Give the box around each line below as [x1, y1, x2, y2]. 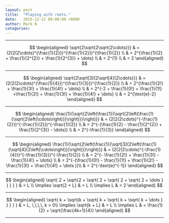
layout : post [5, 7, 33, 13]
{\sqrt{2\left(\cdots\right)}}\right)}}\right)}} [11, 116, 100, 122]
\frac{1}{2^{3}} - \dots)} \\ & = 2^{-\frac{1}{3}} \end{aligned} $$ [19, 127, 150, 133]
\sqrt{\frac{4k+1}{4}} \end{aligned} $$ [50, 207, 131, 213]
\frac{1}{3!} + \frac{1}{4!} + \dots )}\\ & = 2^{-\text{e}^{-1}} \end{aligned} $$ [6, 163, 163, 169]
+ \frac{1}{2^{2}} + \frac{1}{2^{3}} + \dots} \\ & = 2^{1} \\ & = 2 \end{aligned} [5, 55, 164, 61]
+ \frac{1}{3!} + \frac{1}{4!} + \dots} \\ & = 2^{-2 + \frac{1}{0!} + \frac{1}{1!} [7, 86, 162, 92]
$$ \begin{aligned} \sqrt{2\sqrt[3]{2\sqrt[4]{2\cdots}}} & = [23, 75, 146, 81]
